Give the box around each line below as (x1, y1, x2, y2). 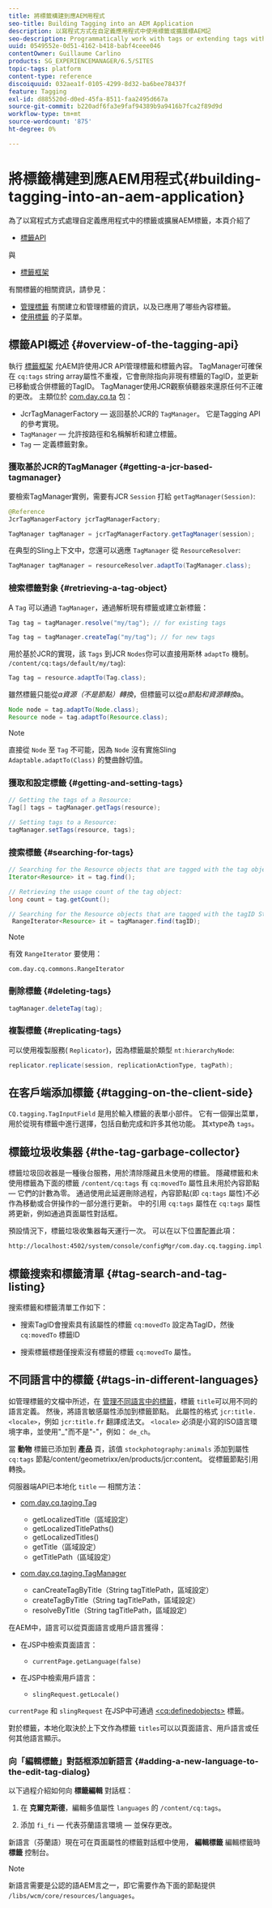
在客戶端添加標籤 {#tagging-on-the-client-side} (8, 1086, 253, 1100)
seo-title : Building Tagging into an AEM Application (8, 19, 194, 28)
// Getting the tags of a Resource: (8, 796, 132, 805)
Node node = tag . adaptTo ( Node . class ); (8, 706, 139, 714)
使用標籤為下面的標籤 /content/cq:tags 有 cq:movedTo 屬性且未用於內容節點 (8, 1178, 260, 1188)
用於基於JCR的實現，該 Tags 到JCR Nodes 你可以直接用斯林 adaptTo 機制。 (8, 649, 253, 658)
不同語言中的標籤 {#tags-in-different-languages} (8, 1373, 259, 1387)
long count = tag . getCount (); (8, 895, 111, 904)
